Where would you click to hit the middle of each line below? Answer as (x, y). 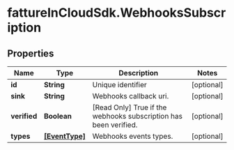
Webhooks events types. (133, 136)
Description (139, 73)
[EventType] (65, 136)
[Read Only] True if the (130, 107)
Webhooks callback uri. (131, 96)
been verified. (115, 125)
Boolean (58, 116)
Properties (31, 53)
